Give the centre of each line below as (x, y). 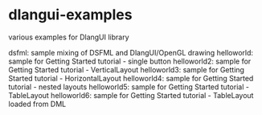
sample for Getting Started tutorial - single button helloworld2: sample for (130, 61)
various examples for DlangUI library (69, 37)
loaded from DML (37, 104)
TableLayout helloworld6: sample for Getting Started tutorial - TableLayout (131, 95)
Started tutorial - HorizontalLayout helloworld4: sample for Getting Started (131, 78)
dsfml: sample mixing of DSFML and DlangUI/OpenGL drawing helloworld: (131, 52)
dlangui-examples (70, 15)
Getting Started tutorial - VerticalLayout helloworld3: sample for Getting (127, 69)
